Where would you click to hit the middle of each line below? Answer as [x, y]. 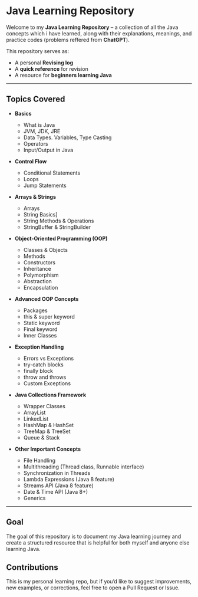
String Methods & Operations [59, 221]
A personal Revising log [44, 63]
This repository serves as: [38, 51]
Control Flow [31, 161]
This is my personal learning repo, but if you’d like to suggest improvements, [99, 582]
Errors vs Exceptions [49, 358]
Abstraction [37, 281]
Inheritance [37, 268]
